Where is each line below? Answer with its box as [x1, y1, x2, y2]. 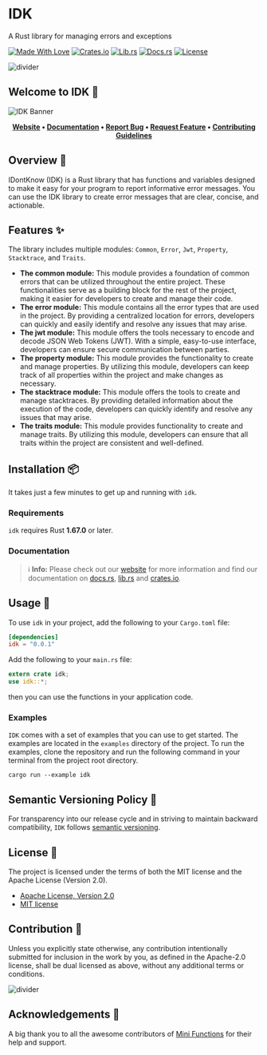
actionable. [8, 200, 45, 210]
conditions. [8, 969, 45, 978]
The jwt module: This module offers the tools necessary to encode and [19, 328, 255, 338]
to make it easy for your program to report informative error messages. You [8, 183, 256, 192]
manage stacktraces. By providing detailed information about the [19, 396, 234, 406]
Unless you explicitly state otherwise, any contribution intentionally [8, 943, 228, 953]
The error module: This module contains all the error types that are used [19, 303, 259, 312]
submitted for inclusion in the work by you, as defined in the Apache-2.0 [8, 952, 245, 962]
